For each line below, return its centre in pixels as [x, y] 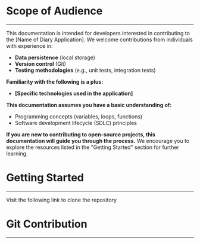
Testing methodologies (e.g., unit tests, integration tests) [85, 70]
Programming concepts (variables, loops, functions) [79, 116]
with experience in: [29, 45]
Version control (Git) [40, 63]
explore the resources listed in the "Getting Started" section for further [93, 147]
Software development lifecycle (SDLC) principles [76, 123]
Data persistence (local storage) [55, 57]
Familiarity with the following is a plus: [55, 81]
